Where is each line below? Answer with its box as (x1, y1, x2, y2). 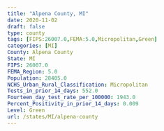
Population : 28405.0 (7, 74, 68, 82)
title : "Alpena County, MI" (7, 10, 89, 17)
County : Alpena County (7, 49, 73, 56)
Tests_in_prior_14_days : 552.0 (7, 87, 98, 94)
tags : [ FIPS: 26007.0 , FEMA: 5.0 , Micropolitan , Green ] (7, 36, 158, 43)
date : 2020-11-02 (7, 17, 58, 24)
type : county (7, 29, 45, 37)
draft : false (7, 23, 45, 30)
